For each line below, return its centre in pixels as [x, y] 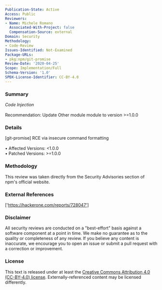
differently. [16, 282]
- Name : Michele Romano [29, 23]
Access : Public [20, 14]
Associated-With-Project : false [42, 28]
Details [14, 128]
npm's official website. [28, 182]
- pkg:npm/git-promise [28, 59]
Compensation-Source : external [41, 32]
